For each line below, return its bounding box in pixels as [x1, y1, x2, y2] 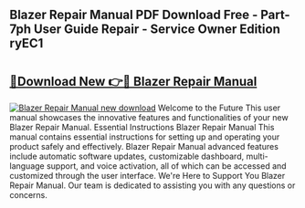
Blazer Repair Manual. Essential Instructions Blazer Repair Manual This [9, 122, 275, 132]
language [9, 161, 45, 172]
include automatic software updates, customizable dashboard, [9, 151, 245, 161]
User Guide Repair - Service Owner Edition [33, 22, 280, 37]
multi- [246, 151, 268, 161]
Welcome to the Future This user [158, 102, 281, 113]
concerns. [9, 190, 48, 200]
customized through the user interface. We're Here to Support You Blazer [9, 171, 286, 181]
